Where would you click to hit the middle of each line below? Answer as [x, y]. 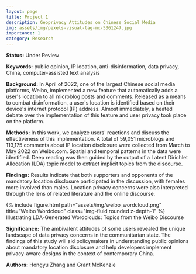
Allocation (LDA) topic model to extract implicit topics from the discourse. [94, 164]
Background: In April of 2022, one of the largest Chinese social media [91, 84]
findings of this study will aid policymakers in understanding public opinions [97, 241]
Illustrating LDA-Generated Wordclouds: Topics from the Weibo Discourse [95, 217]
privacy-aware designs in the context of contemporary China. [80, 254]
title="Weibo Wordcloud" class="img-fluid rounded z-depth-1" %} [86, 211]
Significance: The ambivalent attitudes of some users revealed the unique [96, 229]
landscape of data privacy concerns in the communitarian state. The [88, 235]
